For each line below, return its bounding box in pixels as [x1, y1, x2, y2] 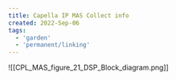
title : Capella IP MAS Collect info [8, 11, 129, 20]
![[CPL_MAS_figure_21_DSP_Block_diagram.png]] [8, 63, 169, 72]
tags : [8, 26, 26, 34]
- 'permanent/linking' [15, 41, 90, 49]
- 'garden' [15, 33, 52, 42]
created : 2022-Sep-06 [8, 19, 80, 27]
